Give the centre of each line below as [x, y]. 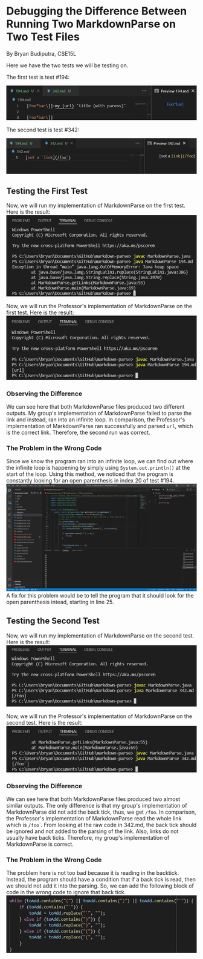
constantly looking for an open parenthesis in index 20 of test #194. [90, 481]
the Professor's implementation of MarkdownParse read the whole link [94, 819]
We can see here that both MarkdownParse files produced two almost [93, 799]
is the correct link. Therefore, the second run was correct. [78, 432]
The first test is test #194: [38, 77]
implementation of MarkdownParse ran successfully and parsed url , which [100, 426]
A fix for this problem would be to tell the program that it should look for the [100, 595]
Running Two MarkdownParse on [91, 24]
